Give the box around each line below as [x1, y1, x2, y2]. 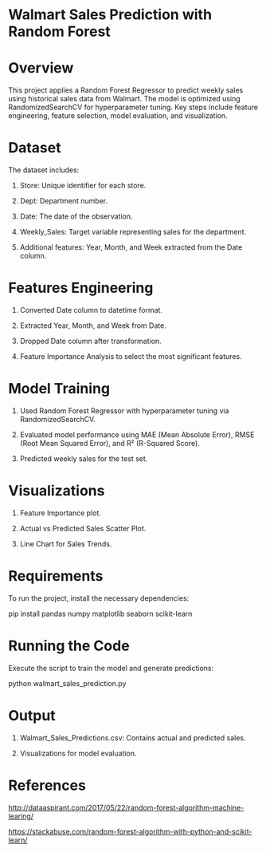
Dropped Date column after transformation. [19, 337, 162, 345]
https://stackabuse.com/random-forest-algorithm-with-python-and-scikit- [8, 826, 252, 836]
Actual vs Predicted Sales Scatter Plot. [19, 523, 147, 533]
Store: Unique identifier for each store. [19, 181, 147, 191]
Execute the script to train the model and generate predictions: [8, 663, 214, 673]
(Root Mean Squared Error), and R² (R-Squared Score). [19, 438, 201, 448]
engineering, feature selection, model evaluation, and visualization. [8, 111, 229, 120]
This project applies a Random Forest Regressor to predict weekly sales [8, 85, 244, 95]
